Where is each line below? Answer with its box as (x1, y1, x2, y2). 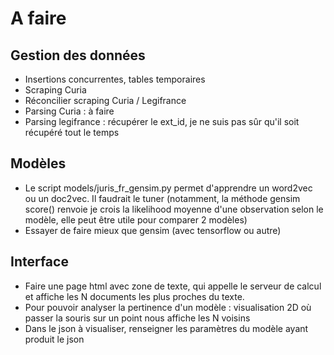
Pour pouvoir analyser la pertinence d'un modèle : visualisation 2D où (24, 301, 312, 313)
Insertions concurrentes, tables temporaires (24, 73, 206, 85)
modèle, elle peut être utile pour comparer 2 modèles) (24, 213, 248, 226)
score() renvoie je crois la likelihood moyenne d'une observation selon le (24, 203, 324, 215)
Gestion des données (10, 47, 146, 64)
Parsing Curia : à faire (24, 105, 115, 117)
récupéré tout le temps (24, 127, 120, 138)
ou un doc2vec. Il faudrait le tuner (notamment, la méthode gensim (24, 192, 301, 204)
